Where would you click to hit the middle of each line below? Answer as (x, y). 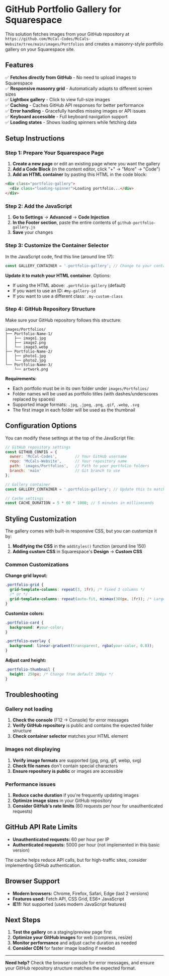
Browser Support (33, 881)
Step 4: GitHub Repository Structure (50, 309)
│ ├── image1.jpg (26, 338)
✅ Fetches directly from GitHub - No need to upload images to (71, 77)
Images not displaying (33, 749)
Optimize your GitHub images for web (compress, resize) (72, 938)
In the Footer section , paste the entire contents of (64, 223)
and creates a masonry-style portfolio (124, 43)
